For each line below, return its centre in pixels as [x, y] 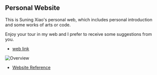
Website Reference [31, 67]
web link [21, 48]
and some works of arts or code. [38, 25]
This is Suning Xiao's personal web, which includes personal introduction [79, 19]
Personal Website [33, 8]
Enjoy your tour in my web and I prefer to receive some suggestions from [78, 34]
